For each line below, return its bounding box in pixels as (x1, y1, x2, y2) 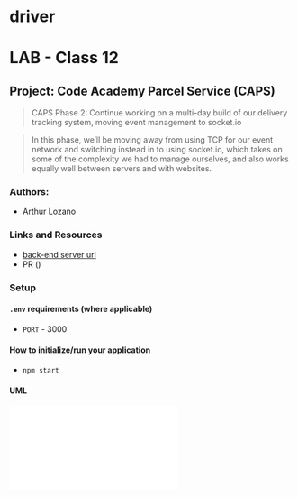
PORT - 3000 (22, 323, 68, 335)
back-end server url (22, 249, 96, 260)
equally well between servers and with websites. (31, 163, 212, 174)
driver (9, 6, 56, 27)
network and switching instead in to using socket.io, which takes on (31, 144, 283, 155)
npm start (22, 366, 60, 375)
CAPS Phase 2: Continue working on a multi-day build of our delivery (31, 107, 288, 118)
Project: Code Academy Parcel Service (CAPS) (9, 83, 276, 98)
